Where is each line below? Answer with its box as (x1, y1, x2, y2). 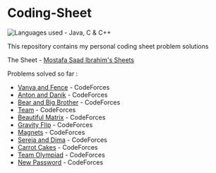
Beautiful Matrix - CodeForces (17, 113, 106, 121)
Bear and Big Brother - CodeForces (17, 97, 121, 107)
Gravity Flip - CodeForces (17, 120, 93, 129)
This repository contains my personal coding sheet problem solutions (7, 42, 209, 50)
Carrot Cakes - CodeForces (17, 143, 98, 151)
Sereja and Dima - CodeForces (17, 136, 107, 144)
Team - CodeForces (17, 105, 76, 114)
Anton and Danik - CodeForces (17, 90, 108, 99)
